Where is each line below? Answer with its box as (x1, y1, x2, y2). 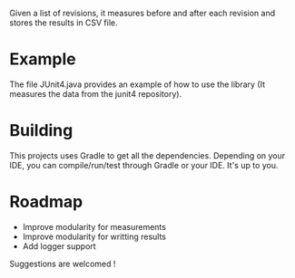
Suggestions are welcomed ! (9, 258, 116, 269)
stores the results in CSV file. (9, 17, 118, 28)
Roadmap (9, 192, 84, 212)
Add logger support (22, 240, 97, 252)
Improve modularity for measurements (22, 221, 166, 232)
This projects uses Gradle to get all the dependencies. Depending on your (9, 149, 286, 161)
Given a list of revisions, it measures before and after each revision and (9, 8, 276, 18)
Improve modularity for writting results (22, 231, 166, 242)
